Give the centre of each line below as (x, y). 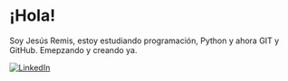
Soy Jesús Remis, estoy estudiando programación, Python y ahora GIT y (144, 40)
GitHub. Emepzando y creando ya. (73, 49)
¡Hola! (33, 16)
